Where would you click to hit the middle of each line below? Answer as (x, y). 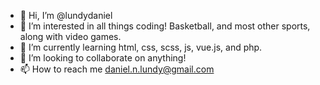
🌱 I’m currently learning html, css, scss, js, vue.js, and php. (141, 47)
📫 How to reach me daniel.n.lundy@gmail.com (117, 69)
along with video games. (70, 36)
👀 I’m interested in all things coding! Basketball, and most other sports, (165, 26)
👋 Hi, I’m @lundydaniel (66, 15)
